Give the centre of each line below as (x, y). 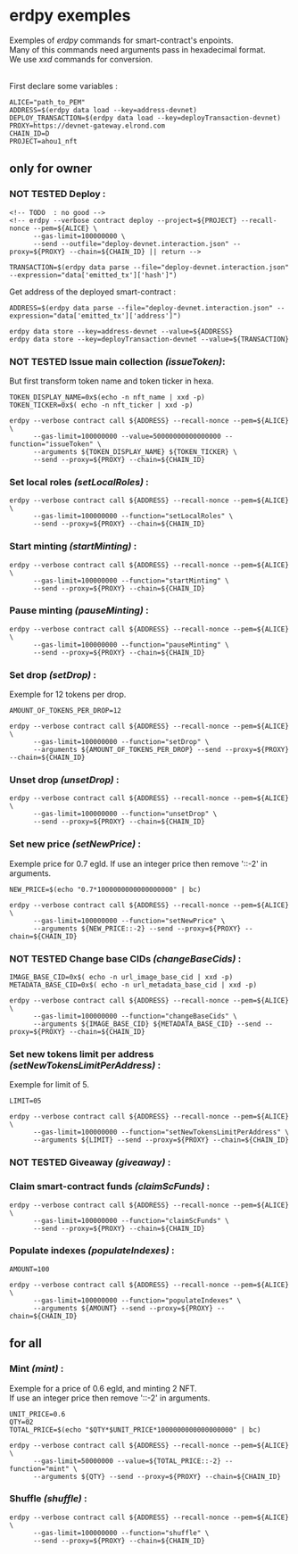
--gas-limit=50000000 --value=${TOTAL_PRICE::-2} (127, 1461)
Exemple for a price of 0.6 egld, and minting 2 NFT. (103, 1388)
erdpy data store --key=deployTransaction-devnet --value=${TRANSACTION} (149, 339)
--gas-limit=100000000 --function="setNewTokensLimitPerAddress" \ (161, 1132)
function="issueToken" (51, 444)
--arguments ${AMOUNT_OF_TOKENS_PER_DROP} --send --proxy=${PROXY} (161, 750)
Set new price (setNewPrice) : (75, 844)
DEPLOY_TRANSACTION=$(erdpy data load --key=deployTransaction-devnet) (145, 118)
